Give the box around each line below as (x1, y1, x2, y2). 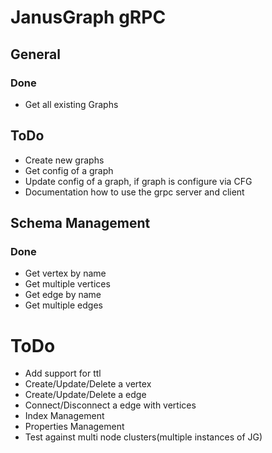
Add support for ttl (24, 367, 102, 380)
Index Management (24, 410, 105, 422)
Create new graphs (24, 154, 105, 166)
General (10, 46, 62, 63)
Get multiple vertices (24, 278, 111, 290)
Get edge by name (24, 289, 102, 301)
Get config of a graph (24, 164, 114, 176)
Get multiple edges (24, 299, 103, 311)
